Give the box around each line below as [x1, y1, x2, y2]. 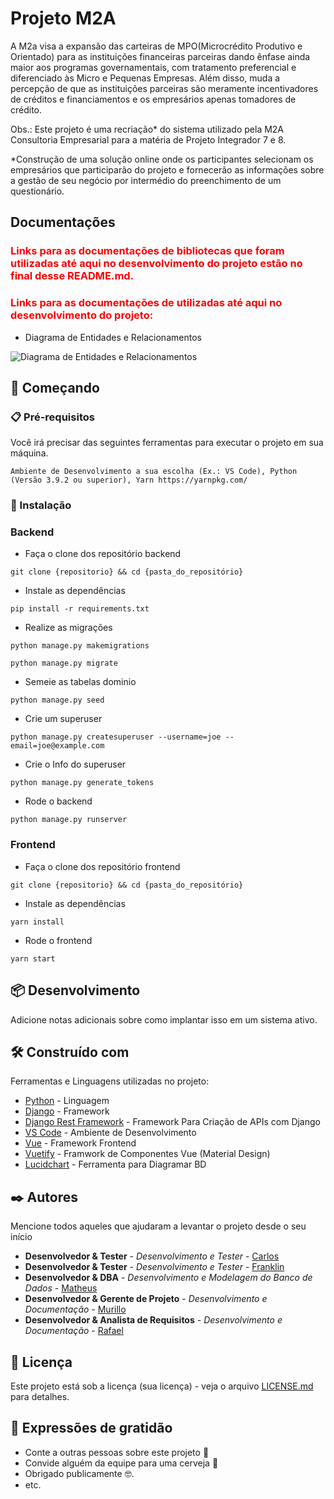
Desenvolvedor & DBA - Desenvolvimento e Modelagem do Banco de [24, 1272, 313, 1284]
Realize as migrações [24, 622, 113, 634]
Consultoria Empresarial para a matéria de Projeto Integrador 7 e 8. [10, 133, 287, 146]
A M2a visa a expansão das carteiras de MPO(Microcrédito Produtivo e [10, 40, 303, 52]
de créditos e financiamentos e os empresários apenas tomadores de [10, 93, 297, 105]
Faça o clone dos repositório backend [24, 548, 182, 560]
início [10, 1231, 33, 1243]
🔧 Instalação [10, 498, 72, 512]
